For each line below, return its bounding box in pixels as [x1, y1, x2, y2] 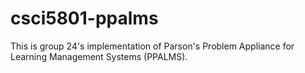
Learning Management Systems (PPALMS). [10, 50, 188, 62]
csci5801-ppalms [10, 7, 159, 30]
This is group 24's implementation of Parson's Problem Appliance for [10, 40, 295, 52]
